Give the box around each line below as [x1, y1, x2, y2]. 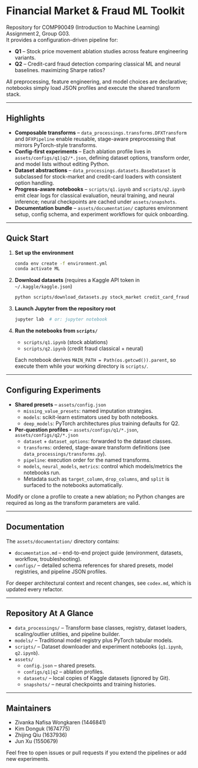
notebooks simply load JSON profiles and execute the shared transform [6, 84, 180, 91]
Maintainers [6, 703, 52, 713]
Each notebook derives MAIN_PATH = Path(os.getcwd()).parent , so [14, 357, 176, 364]
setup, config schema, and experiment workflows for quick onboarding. [14, 210, 189, 218]
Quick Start [6, 234, 49, 244]
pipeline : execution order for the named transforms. [23, 456, 151, 464]
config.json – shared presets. [23, 662, 96, 669]
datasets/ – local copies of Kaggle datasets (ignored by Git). [23, 674, 170, 681]
